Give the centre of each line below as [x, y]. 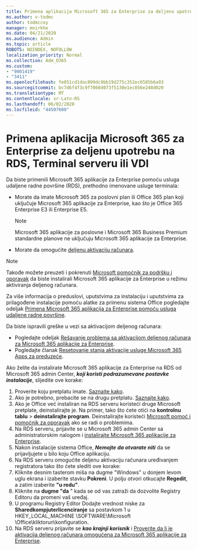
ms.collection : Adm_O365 [36, 60]
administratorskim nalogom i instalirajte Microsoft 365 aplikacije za [95, 435]
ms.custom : [19, 66]
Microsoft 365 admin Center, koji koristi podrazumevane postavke [87, 374]
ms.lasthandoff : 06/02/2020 [40, 104]
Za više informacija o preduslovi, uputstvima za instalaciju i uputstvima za [95, 296]
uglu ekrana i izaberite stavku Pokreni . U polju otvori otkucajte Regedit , [101, 479]
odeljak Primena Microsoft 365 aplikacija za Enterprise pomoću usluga [91, 309]
